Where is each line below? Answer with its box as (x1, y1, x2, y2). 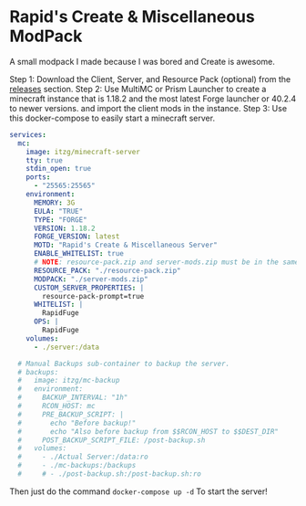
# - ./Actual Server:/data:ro (17, 452, 148, 462)
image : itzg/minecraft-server (25, 147, 141, 156)
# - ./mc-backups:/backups (17, 461, 137, 470)
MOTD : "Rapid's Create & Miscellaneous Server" (33, 240, 219, 250)
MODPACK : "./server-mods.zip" (33, 274, 148, 284)
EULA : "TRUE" (33, 206, 84, 216)
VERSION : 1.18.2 (33, 224, 96, 233)
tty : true (25, 155, 64, 165)
